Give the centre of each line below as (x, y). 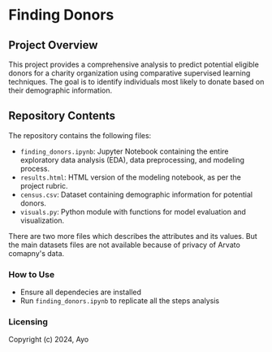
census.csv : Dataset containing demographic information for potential (136, 194)
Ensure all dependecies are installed (81, 292)
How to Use (32, 274)
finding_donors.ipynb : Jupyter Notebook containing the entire (124, 151)
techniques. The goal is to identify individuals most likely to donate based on (136, 82)
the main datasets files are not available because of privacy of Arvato (125, 245)
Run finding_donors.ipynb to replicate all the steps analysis (120, 301)
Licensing (28, 322)
